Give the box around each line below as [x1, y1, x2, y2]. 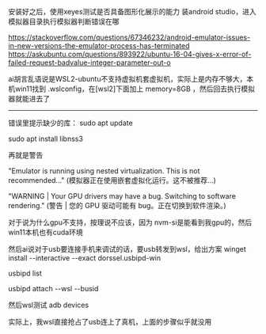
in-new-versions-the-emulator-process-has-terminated [8, 41, 190, 50]
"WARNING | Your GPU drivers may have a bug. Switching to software [8, 192, 236, 200]
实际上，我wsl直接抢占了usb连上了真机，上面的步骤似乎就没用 [8, 317, 212, 326]
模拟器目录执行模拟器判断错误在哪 [8, 17, 120, 26]
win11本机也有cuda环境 [8, 228, 83, 237]
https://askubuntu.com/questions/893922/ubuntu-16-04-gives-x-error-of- [8, 50, 252, 59]
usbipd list [8, 268, 42, 278]
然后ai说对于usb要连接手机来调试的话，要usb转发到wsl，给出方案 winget [8, 245, 247, 253]
